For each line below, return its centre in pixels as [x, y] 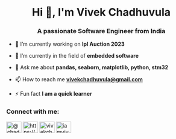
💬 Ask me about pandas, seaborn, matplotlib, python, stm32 [92, 67]
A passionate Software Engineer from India [101, 31]
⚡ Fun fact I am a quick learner [53, 94]
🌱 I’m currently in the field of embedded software [77, 56]
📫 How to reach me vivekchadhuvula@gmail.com [79, 79]
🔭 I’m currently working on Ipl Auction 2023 [70, 44]
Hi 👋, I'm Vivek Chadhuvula [101, 12]
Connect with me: [33, 112]
